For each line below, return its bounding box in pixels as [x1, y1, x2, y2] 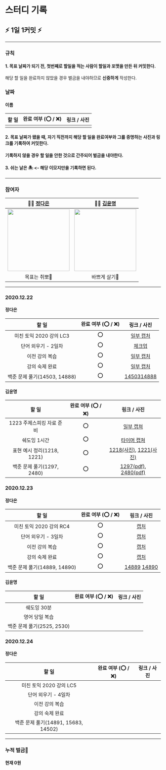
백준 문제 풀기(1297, [12, 463, 59, 470]
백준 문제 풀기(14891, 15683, [15, 719, 83, 726]
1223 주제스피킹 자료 [9, 419, 57, 426]
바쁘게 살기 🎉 [91, 273, 120, 280]
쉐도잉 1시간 [22, 437, 49, 444]
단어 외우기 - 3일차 [20, 533, 63, 540]
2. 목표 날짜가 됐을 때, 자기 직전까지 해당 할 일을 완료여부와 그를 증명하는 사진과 [5, 134, 156, 140]
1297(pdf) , [120, 463, 147, 470]
